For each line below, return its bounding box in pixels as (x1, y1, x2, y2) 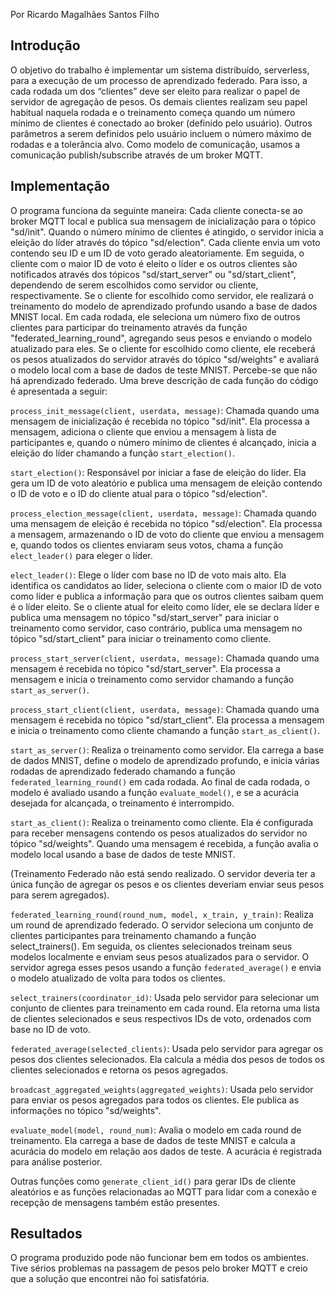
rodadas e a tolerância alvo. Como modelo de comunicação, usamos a (10, 138, 301, 150)
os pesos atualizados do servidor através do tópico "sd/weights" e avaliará (10, 353, 320, 365)
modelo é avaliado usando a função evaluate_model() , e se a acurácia (10, 786, 300, 798)
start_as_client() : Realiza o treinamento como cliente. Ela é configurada (10, 816, 314, 828)
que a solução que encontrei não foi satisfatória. (10, 1273, 210, 1285)
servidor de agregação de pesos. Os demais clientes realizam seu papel (10, 95, 308, 108)
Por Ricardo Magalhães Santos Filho (10, 9, 160, 20)
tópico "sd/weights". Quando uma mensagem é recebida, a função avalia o (10, 837, 319, 849)
